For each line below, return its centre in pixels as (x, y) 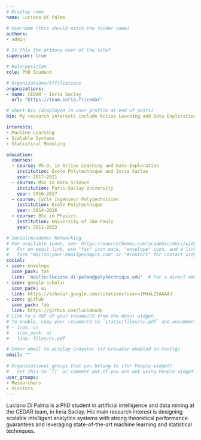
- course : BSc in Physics (44, 216)
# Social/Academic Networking (44, 238)
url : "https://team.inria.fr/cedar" (57, 100)
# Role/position (26, 67)
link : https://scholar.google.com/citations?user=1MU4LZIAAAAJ (92, 294)
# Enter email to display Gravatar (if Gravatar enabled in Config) (93, 349)
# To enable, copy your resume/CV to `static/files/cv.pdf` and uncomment (101, 322)
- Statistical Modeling (36, 144)
